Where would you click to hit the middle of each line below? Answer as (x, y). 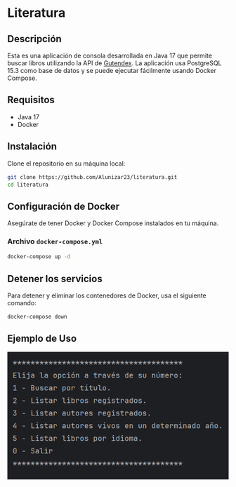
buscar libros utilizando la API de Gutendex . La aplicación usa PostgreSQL (115, 63)
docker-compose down (38, 317)
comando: (22, 303)
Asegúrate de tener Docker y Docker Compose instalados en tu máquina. (113, 223)
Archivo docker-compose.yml (55, 241)
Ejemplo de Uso (42, 339)
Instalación (32, 146)
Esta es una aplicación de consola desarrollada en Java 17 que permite (110, 55)
